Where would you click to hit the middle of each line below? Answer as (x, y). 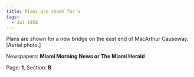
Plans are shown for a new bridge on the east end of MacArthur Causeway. (97, 39)
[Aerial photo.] (24, 45)
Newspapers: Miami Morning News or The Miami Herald (76, 57)
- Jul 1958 (25, 22)
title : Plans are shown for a (43, 11)
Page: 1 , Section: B (29, 68)
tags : (13, 17)
